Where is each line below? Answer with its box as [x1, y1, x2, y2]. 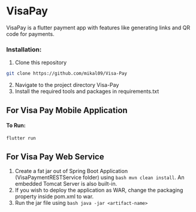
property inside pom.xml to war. [14, 193, 94, 200]
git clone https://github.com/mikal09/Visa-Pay [6, 71, 128, 77]
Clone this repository [14, 59, 67, 66]
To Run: [6, 122, 26, 129]
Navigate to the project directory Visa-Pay [14, 81, 119, 89]
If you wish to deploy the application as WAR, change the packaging [14, 187, 183, 194]
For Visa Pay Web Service [6, 152, 104, 162]
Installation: [6, 45, 42, 53]
